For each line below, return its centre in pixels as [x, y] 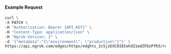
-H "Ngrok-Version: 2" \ [31, 37]
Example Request [24, 7]
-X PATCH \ [16, 23]
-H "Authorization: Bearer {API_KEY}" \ [48, 27]
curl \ [12, 18]
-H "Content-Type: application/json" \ [47, 32]
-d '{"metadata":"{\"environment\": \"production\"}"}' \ [68, 42]
